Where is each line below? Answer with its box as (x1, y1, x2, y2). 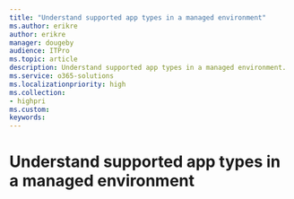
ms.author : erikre (9, 22, 78, 30)
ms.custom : (9, 105, 50, 114)
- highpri (9, 96, 47, 106)
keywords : (9, 113, 47, 122)
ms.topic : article (9, 55, 78, 64)
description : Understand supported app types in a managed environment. (9, 64, 287, 73)
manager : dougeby (9, 38, 74, 48)
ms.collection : (9, 88, 66, 97)
